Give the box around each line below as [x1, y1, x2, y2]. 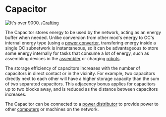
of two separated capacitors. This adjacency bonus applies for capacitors [5, 80, 156, 87]
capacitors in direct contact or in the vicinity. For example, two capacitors [5, 70, 155, 76]
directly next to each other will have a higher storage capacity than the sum [5, 76, 160, 81]
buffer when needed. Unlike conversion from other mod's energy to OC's [5, 35, 155, 40]
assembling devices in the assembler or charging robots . [5, 55, 121, 61]
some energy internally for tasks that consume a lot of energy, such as [5, 50, 150, 56]
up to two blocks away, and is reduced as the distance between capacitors [5, 86, 158, 92]
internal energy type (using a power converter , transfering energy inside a [5, 39, 156, 45]
